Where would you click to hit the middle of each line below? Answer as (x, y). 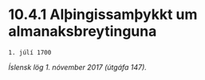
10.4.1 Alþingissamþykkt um (103, 15)
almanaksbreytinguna (83, 31)
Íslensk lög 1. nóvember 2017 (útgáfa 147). (78, 67)
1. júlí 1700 (30, 52)
